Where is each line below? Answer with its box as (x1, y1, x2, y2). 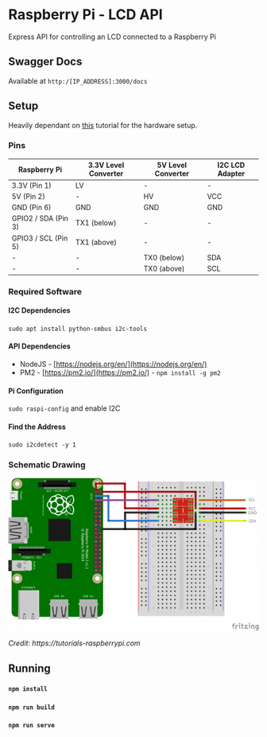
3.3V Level (87, 161, 125, 170)
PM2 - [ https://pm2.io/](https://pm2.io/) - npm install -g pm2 (19, 368, 221, 377)
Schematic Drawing (8, 459, 86, 470)
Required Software (8, 286, 82, 297)
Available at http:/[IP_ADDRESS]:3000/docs (8, 76, 148, 85)
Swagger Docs (8, 55, 83, 68)
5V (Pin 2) (11, 191, 45, 201)
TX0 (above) (143, 264, 185, 274)
